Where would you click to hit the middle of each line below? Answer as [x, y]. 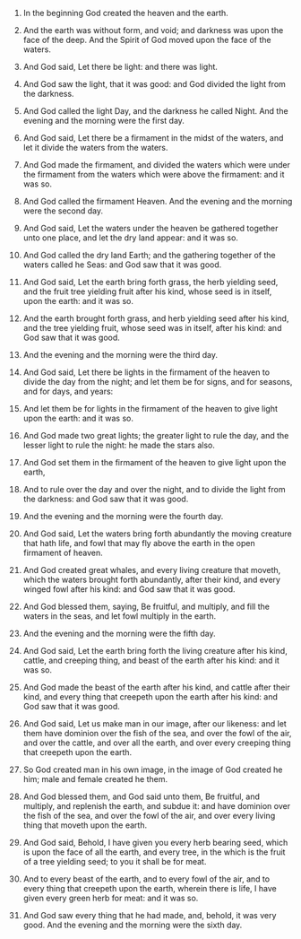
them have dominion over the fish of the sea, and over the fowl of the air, [157, 733]
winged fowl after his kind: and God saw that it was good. [129, 589]
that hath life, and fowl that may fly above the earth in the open [139, 543]
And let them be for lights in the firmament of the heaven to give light [150, 409]
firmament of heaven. [63, 552]
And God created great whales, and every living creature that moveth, [152, 570]
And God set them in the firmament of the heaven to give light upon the [155, 462]
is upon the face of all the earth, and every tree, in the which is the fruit [154, 852]
